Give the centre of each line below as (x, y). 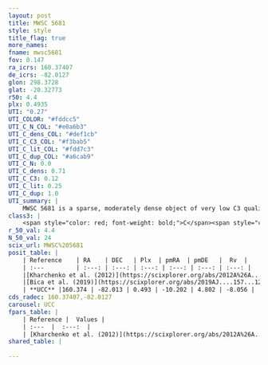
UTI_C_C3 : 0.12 (33, 179)
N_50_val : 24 (30, 238)
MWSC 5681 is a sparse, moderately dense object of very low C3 (132, 208)
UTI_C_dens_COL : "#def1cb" (53, 134)
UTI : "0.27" (28, 112)
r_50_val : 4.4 (32, 231)
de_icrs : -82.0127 (39, 75)
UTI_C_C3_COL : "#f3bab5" (49, 141)
